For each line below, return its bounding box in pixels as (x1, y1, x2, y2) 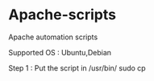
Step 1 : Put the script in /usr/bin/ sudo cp (8, 63, 147, 73)
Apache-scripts (8, 6, 117, 24)
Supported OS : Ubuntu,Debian (8, 47, 111, 57)
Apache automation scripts (8, 32, 98, 42)
